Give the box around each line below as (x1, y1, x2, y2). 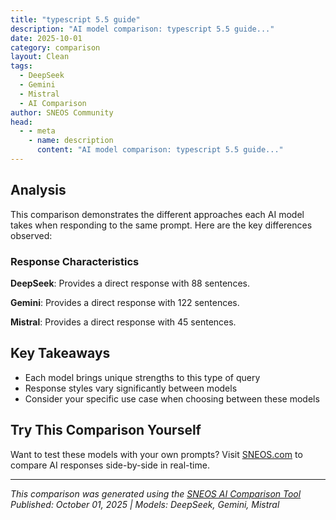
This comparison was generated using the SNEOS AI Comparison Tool (10, 487, 302, 500)
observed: (10, 229, 53, 241)
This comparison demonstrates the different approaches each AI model (10, 208, 305, 220)
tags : (10, 61, 33, 71)
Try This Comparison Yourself (10, 422, 202, 439)
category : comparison (10, 42, 101, 53)
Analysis (10, 182, 67, 199)
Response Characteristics (10, 254, 140, 268)
